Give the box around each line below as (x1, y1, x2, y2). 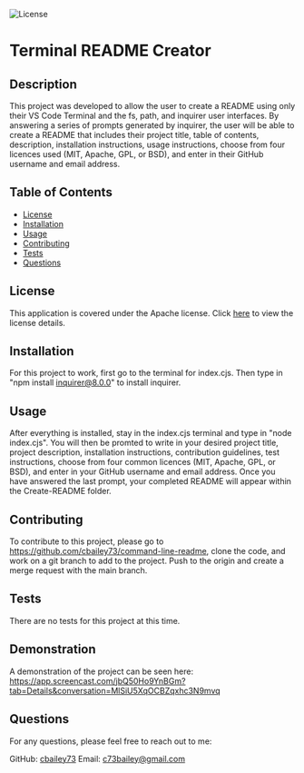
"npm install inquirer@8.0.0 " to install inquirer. (9, 377, 181, 388)
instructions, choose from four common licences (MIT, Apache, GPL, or (9, 457, 277, 468)
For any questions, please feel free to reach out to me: (9, 736, 212, 747)
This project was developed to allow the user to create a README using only (9, 101, 296, 111)
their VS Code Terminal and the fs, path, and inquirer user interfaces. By (9, 110, 279, 121)
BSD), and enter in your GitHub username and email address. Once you (9, 466, 276, 477)
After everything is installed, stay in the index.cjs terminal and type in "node (9, 428, 292, 439)
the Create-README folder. (9, 486, 112, 497)
